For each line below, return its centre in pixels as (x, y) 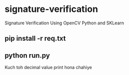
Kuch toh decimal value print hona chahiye (48, 68)
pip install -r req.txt (35, 38)
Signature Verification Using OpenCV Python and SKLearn (64, 23)
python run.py (27, 55)
